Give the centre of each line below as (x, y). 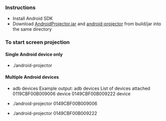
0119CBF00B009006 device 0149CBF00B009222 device (71, 94)
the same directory (32, 29)
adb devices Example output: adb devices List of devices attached (81, 88)
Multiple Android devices (32, 77)
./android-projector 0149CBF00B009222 (55, 113)
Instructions (21, 8)
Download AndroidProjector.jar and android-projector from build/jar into (87, 24)
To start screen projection (37, 42)
